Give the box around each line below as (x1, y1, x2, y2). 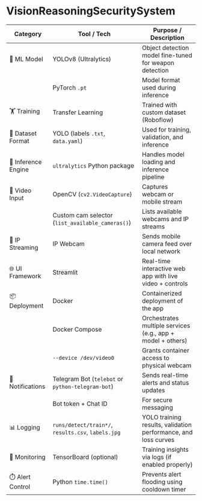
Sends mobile (142, 232, 181, 240)
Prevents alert (142, 470, 182, 478)
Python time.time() (52, 478, 108, 486)
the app (142, 304, 164, 312)
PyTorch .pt (52, 83, 87, 91)
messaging (142, 403, 173, 411)
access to (142, 353, 170, 362)
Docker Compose (52, 325, 102, 333)
